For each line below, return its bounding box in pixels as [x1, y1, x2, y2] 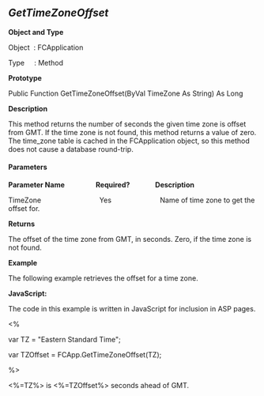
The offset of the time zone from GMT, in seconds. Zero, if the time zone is [8, 235, 251, 244]
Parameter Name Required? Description [8, 180, 195, 190]
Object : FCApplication [8, 43, 84, 52]
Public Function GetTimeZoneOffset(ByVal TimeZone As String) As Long [8, 89, 243, 98]
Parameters [8, 162, 47, 172]
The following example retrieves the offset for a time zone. [8, 273, 199, 283]
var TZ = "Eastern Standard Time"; [8, 335, 121, 345]
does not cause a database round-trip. [8, 144, 134, 153]
